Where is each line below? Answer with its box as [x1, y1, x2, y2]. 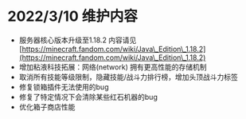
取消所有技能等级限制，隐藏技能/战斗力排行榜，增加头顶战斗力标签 [18, 72, 238, 81]
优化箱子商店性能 [18, 101, 76, 112]
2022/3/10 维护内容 [7, 7, 139, 26]
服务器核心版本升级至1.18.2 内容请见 [18, 35, 137, 45]
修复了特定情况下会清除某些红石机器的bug [18, 92, 158, 101]
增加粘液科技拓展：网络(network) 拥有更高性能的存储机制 [18, 61, 207, 72]
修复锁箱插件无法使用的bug [18, 81, 109, 92]
